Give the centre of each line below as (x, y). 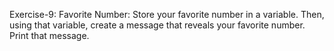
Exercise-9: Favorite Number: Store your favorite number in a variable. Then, (167, 14)
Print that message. (49, 35)
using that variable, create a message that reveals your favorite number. (157, 25)
